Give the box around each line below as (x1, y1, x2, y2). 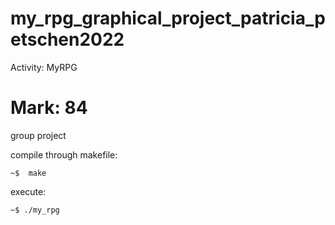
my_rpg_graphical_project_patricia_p (10, 7, 326, 30)
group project (10, 129, 67, 141)
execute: (10, 185, 47, 197)
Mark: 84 (10, 97, 88, 119)
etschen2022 (10, 28, 125, 51)
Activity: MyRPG (10, 61, 78, 73)
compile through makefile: (10, 148, 118, 161)
